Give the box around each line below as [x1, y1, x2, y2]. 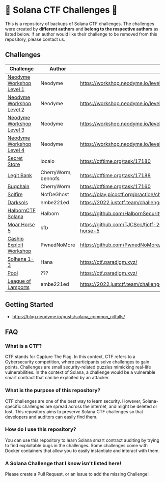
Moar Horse [7, 221, 35, 228]
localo [40, 157, 55, 164]
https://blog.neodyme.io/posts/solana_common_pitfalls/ [12, 313, 125, 319]
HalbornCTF [7, 207, 36, 213]
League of [7, 277, 31, 284]
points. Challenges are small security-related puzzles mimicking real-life [5, 364, 151, 370]
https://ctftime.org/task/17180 [80, 157, 151, 164]
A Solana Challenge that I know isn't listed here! [5, 460, 122, 467]
